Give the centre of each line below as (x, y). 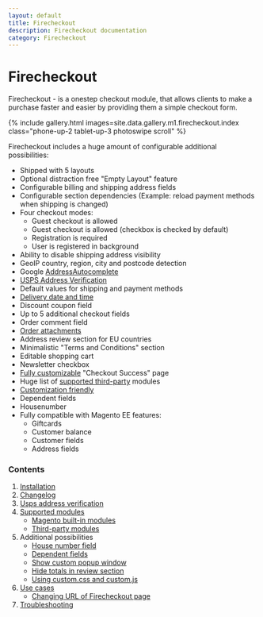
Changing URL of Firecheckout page (91, 596)
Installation (38, 487)
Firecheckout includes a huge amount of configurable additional (112, 147)
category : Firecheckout (48, 38)
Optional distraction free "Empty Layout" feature (99, 179)
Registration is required (70, 238)
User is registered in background (85, 246)
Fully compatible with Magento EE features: (90, 415)
